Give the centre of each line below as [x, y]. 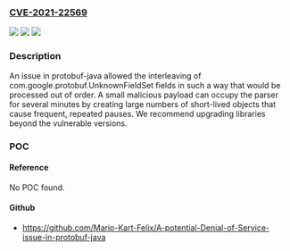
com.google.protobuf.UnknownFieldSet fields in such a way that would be [145, 85]
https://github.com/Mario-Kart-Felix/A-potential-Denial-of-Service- [146, 227]
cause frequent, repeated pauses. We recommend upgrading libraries [137, 113]
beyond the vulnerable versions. [68, 123]
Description [35, 56]
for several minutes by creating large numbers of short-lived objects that [143, 104]
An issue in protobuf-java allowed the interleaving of [105, 75]
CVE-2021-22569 [48, 13]
